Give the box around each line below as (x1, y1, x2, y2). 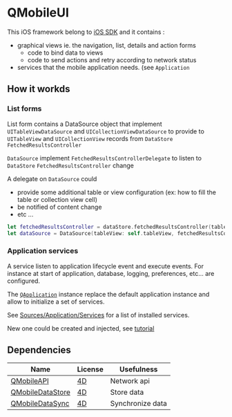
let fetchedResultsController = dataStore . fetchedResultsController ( (7, 223, 212, 230)
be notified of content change (17, 203, 102, 211)
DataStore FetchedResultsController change (7, 161, 135, 169)
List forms (7, 104, 42, 113)
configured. (7, 277, 40, 285)
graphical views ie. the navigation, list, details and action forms (17, 41, 197, 49)
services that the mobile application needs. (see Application (17, 63, 190, 71)
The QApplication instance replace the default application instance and (7, 290, 210, 298)
